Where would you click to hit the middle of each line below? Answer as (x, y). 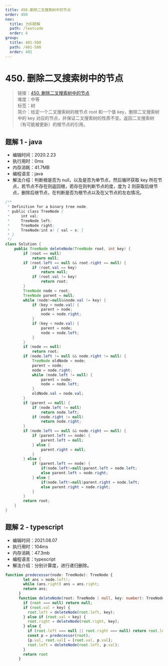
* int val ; (23, 216)
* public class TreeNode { (35, 211)
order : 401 (21, 52)
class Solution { (23, 244)
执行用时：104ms (30, 546)
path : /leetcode (26, 29)
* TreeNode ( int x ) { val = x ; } (45, 230)
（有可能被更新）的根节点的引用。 (52, 125)
